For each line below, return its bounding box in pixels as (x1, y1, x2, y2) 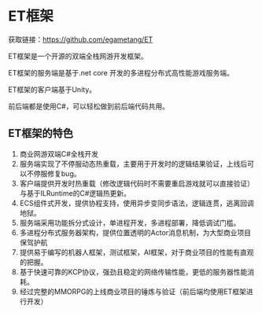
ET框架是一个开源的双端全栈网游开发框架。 (8, 51, 148, 61)
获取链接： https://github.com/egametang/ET (8, 35, 153, 44)
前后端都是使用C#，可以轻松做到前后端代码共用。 (8, 101, 170, 111)
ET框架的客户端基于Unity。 (8, 84, 97, 94)
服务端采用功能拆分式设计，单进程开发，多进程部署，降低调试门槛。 (19, 218, 241, 227)
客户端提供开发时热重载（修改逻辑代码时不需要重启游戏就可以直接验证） (19, 179, 254, 188)
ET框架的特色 (8, 127, 73, 140)
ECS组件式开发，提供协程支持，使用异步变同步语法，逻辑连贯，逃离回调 (19, 198, 254, 208)
